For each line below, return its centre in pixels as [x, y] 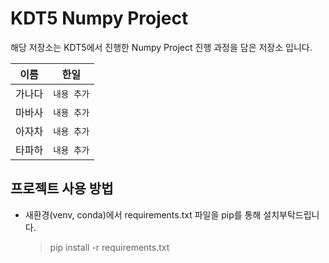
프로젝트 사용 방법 [62, 188]
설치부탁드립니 [291, 214]
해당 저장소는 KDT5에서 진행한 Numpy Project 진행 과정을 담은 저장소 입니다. [161, 47]
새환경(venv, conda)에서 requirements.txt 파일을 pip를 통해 [143, 214]
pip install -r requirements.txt [109, 247]
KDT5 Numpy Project [99, 18]
